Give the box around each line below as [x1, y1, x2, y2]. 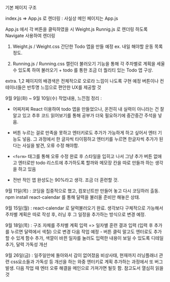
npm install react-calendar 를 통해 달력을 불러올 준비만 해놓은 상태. [5, 194, 140, 200]
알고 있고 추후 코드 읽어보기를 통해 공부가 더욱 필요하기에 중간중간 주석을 [12, 112, 157, 119]
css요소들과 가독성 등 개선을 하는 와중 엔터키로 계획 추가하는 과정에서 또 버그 [10, 258, 163, 265]
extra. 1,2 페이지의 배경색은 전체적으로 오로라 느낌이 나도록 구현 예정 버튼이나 [5, 78, 159, 84]
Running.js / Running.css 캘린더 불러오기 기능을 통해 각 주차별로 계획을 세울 [12, 61, 165, 66]
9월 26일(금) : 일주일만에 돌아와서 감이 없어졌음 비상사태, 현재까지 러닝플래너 [5, 252, 158, 258]
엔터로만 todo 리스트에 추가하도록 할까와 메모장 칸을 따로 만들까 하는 [18, 160, 154, 166]
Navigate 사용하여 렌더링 [5, 33, 55, 38]
